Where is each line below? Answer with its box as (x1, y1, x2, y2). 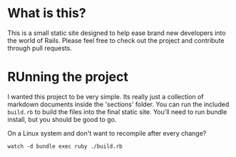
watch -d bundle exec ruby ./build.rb (7, 143, 123, 150)
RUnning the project (7, 69, 128, 85)
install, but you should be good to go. (7, 115, 117, 123)
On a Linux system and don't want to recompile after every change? (7, 128, 207, 137)
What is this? (7, 5, 87, 21)
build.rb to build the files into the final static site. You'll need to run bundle (7, 107, 227, 116)
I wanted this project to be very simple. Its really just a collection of (7, 92, 205, 101)
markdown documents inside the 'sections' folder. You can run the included (7, 100, 230, 108)
